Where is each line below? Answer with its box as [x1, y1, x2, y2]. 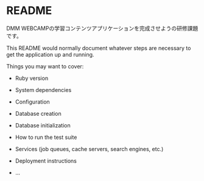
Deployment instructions [15, 157, 77, 165]
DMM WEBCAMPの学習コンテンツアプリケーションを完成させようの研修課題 [6, 24, 199, 32]
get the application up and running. [6, 51, 94, 58]
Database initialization [15, 121, 71, 129]
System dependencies [15, 86, 72, 93]
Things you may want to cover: [6, 62, 84, 70]
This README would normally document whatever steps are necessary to [6, 44, 191, 52]
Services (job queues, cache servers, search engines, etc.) [15, 145, 164, 152]
